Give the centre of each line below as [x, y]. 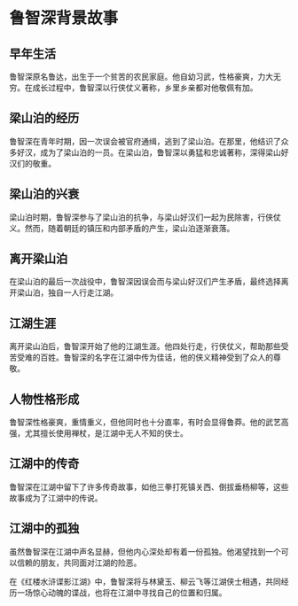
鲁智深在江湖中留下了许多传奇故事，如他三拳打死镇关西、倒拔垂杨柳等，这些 [149, 486]
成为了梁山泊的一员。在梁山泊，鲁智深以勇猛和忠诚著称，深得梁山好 [164, 152]
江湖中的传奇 [44, 464]
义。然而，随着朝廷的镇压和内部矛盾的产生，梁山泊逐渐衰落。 [122, 228]
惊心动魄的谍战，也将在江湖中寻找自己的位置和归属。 [129, 592]
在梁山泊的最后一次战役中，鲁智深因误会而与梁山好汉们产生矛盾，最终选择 [145, 282]
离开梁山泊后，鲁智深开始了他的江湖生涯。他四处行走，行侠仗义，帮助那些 [145, 346]
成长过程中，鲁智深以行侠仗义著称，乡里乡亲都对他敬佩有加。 [145, 88]
